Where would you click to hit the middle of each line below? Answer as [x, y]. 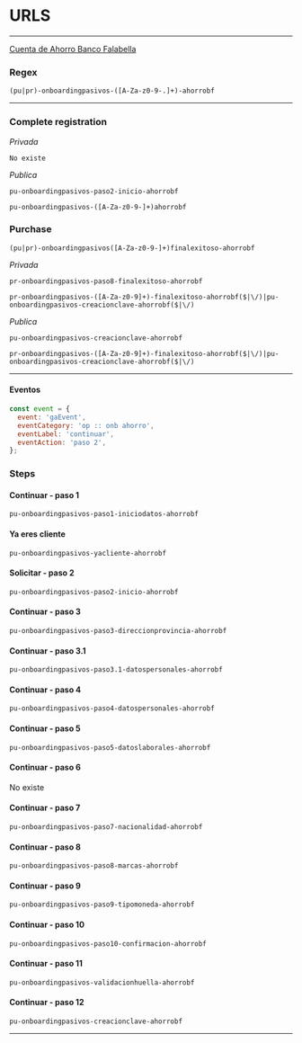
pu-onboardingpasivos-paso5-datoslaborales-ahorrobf [110, 747]
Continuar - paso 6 [45, 767]
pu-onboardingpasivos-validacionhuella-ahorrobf [102, 982]
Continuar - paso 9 [45, 886]
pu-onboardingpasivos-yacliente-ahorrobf [88, 553]
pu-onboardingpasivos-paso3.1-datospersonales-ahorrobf [116, 670]
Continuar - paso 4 [45, 690]
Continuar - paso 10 [47, 925]
